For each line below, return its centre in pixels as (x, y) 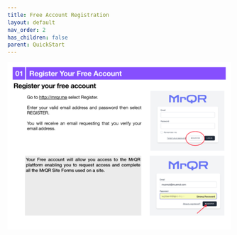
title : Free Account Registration (59, 15)
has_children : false (38, 38)
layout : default (31, 22)
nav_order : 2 (27, 30)
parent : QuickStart (36, 45)
